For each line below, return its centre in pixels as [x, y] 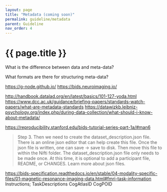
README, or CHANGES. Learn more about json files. [71, 164]
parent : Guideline [24, 24]
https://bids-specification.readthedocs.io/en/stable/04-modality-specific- [81, 173]
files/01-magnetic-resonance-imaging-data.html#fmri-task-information [78, 179]
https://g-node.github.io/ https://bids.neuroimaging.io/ [61, 87]
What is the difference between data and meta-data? [59, 67]
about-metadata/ [22, 118]
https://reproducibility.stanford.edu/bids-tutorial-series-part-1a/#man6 [78, 127]
